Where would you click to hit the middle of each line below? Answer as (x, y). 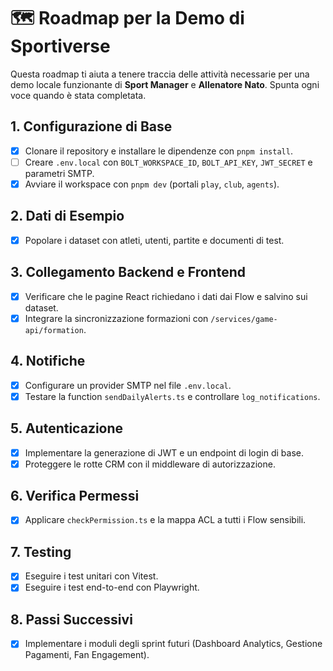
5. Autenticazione (67, 428)
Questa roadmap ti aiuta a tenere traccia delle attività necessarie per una (160, 74)
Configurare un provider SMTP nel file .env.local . (128, 385)
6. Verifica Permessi (75, 496)
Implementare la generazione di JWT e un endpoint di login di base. (164, 452)
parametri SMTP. (59, 173)
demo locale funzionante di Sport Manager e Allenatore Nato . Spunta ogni (165, 84)
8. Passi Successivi (71, 619)
